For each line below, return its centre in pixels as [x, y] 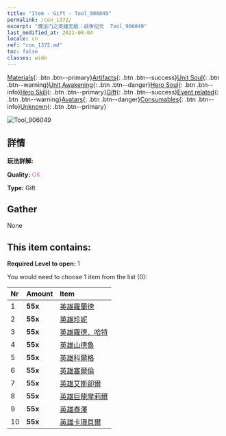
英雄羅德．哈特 [84, 333]
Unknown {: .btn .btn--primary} [63, 106]
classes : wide [27, 58]
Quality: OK [24, 175]
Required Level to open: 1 [43, 264]
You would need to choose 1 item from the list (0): [77, 277]
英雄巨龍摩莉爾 [84, 396]
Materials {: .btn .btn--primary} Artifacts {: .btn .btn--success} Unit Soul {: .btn [114, 77]
